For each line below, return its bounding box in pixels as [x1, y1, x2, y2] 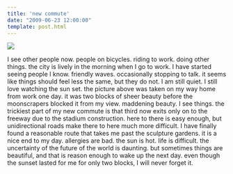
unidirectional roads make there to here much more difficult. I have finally [7, 122, 217, 130]
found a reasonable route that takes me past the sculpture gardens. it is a [7, 129, 217, 138]
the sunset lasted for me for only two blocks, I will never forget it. [7, 159, 193, 167]
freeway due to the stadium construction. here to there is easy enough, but [7, 114, 222, 122]
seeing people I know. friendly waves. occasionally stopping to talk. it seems [7, 70, 227, 79]
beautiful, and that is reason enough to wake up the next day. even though [7, 151, 220, 160]
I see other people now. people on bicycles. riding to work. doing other [7, 55, 210, 63]
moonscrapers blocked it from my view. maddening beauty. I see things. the [7, 100, 225, 108]
